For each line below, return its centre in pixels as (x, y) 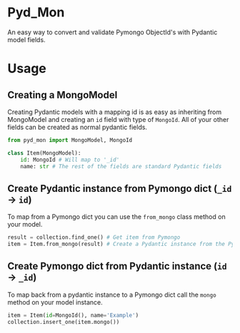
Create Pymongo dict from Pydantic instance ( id (117, 266)
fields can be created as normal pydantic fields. (77, 127)
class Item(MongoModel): (44, 153)
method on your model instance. (55, 302)
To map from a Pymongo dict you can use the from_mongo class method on (117, 217)
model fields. (26, 39)
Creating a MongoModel (62, 94)
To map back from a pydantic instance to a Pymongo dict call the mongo (112, 294)
